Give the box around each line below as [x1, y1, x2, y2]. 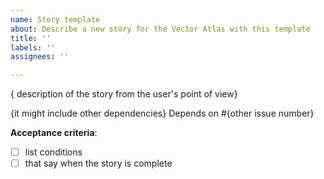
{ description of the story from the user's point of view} [10, 88, 238, 100]
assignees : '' [10, 52, 70, 62]
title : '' [10, 33, 52, 43]
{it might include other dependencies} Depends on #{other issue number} [10, 107, 315, 120]
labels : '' [10, 42, 56, 53]
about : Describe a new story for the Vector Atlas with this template [10, 24, 311, 34]
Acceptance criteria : [10, 127, 98, 139]
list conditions [24, 146, 83, 158]
